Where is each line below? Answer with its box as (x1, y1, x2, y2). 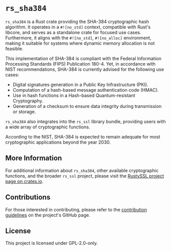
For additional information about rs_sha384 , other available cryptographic (5, 167, 159, 174)
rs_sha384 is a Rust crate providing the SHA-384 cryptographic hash (5, 18, 150, 24)
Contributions (5, 193, 51, 202)
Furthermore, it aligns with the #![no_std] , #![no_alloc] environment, (5, 35, 152, 41)
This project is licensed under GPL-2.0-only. (5, 240, 98, 246)
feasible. (5, 45, 23, 51)
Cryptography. (12, 98, 43, 104)
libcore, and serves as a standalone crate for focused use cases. (5, 29, 141, 35)
